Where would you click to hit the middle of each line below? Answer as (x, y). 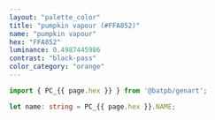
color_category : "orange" (57, 67)
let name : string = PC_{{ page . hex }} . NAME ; (92, 107)
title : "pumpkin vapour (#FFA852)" (75, 26)
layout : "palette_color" (55, 17)
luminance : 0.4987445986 (55, 50)
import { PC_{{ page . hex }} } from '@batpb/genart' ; (108, 90)
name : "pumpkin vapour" (53, 34)
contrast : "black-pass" (53, 58)
